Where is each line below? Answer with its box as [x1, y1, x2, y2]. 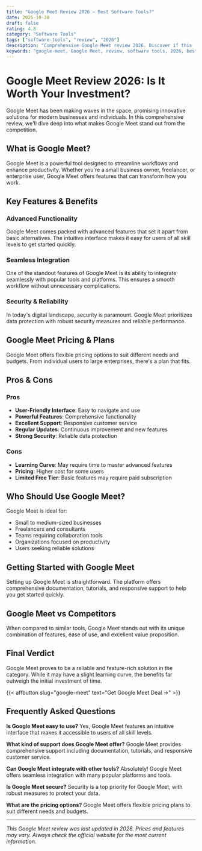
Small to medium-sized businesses [14, 519, 102, 527]
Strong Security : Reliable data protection [14, 432, 117, 440]
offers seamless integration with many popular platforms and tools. [6, 771, 173, 779]
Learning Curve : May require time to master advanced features [14, 461, 173, 468]
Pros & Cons [6, 375, 53, 385]
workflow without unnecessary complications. [6, 282, 120, 289]
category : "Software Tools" [6, 31, 77, 37]
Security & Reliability [6, 297, 69, 306]
